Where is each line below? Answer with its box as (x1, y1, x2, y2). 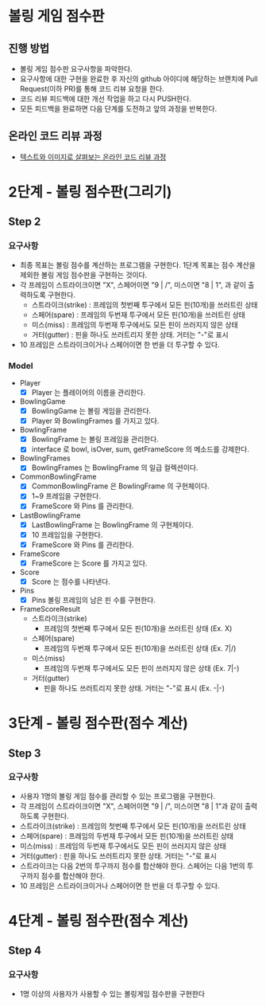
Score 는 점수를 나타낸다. (31, 577, 111, 586)
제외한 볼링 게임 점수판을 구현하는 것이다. (19, 270, 148, 280)
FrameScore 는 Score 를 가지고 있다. (31, 558, 148, 568)
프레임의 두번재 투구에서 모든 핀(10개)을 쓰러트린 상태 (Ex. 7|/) (43, 643, 237, 653)
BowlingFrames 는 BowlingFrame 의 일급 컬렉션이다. (31, 463, 199, 472)
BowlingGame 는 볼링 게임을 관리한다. (31, 406, 152, 416)
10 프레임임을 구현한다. (31, 530, 103, 539)
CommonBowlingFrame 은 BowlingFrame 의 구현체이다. (31, 481, 210, 491)
